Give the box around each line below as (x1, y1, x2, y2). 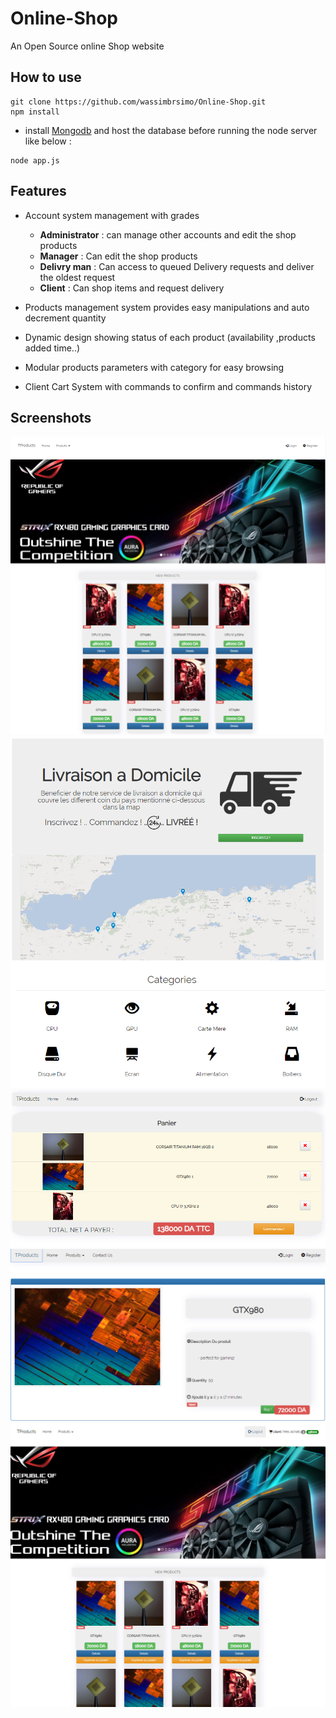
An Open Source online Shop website (10, 40, 165, 52)
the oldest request (39, 271, 116, 283)
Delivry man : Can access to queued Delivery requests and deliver (39, 260, 315, 272)
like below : (24, 135, 72, 147)
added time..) (24, 342, 81, 354)
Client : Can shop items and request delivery (39, 282, 225, 294)
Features (10, 183, 67, 200)
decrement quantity (24, 312, 107, 324)
